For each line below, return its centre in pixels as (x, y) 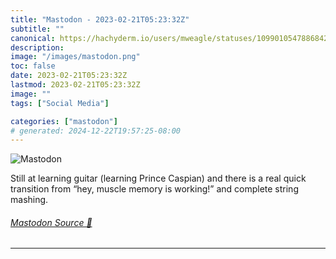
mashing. (29, 200)
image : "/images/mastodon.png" (75, 57)
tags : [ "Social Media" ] (60, 103)
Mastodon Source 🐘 (51, 222)
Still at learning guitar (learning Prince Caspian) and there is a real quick (158, 178)
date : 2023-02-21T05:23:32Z (69, 76)
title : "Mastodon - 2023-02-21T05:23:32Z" (100, 19)
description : (37, 47)
